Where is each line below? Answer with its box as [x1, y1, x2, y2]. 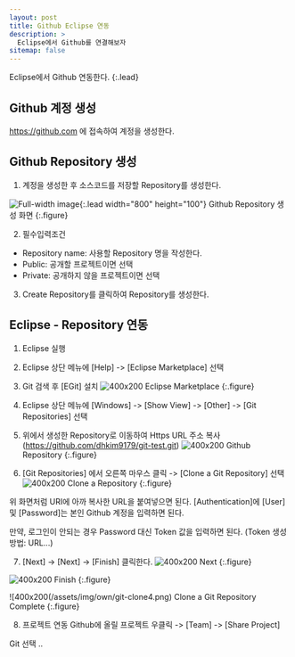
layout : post [9, 12, 58, 22]
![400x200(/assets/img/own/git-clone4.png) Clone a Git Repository [9, 591, 257, 602]
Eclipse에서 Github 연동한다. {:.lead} [9, 72, 140, 83]
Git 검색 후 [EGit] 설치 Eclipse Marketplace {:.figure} [21, 381, 255, 391]
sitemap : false [9, 46, 66, 55]
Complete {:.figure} [9, 601, 80, 612]
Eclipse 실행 [21, 342, 66, 353]
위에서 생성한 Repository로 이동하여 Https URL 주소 [21, 430, 204, 440]
